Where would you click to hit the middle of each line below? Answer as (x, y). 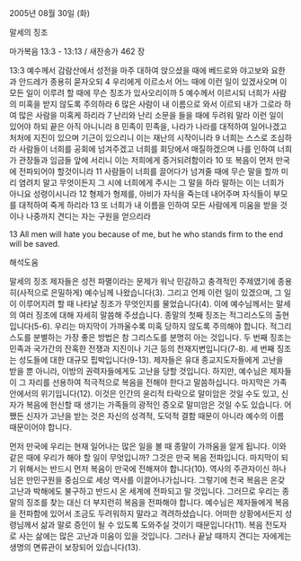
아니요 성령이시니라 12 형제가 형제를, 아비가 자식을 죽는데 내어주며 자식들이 (140, 194)
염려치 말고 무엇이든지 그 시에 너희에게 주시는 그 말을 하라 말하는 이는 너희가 (151, 183)
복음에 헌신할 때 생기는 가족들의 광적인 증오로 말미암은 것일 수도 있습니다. (154, 405)
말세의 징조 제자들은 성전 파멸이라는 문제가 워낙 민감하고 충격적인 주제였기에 (142, 281)
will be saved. (35, 244)
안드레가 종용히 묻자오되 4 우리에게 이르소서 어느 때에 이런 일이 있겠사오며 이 (153, 82)
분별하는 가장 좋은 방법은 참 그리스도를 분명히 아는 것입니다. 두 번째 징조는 (162, 337)
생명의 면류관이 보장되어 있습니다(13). (75, 547)
